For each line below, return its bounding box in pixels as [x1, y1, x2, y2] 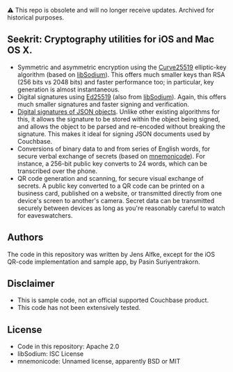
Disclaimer [7, 278, 55, 290]
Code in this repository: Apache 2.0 [17, 342, 120, 351]
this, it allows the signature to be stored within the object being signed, [17, 114, 220, 123]
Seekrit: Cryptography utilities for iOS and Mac [7, 34, 214, 45]
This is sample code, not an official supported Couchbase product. [17, 296, 209, 304]
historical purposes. [7, 13, 65, 22]
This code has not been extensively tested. [17, 304, 141, 312]
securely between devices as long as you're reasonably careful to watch [17, 204, 225, 212]
